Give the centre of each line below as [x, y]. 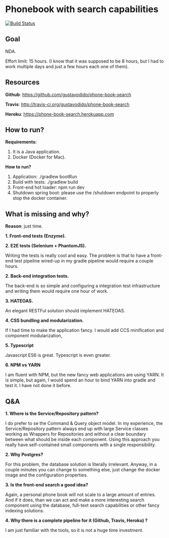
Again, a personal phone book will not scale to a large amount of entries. [81, 495]
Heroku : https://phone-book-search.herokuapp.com [60, 114]
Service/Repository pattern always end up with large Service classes [77, 428]
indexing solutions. [25, 510]
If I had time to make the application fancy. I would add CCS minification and [84, 330]
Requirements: [21, 142]
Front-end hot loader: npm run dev [48, 187]
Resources [22, 83]
